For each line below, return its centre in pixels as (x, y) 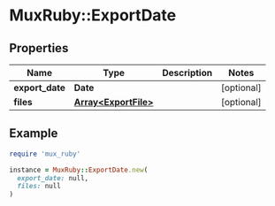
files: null (39, 187)
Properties (39, 48)
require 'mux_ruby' (45, 154)
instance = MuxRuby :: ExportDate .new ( (79, 170)
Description (187, 73)
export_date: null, (53, 178)
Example (34, 134)
